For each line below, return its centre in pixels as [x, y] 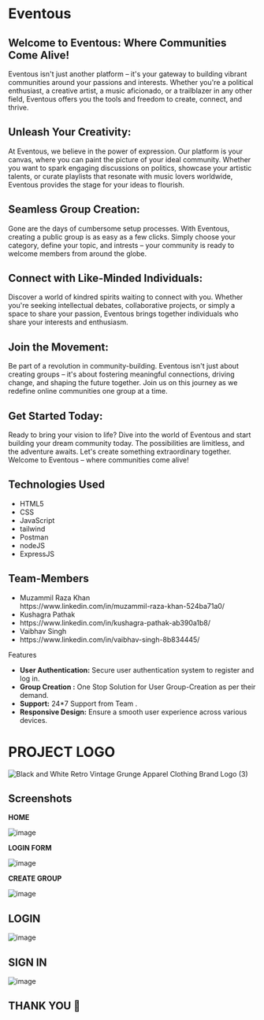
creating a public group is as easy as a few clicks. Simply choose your [122, 236]
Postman [34, 537]
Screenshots [40, 799]
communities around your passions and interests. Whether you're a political [131, 82]
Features [22, 655]
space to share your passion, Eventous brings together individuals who [123, 314]
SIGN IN [28, 962]
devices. [33, 720]
